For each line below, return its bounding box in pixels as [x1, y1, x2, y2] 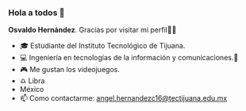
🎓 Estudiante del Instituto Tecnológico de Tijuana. [19, 41, 186, 51]
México [19, 85, 44, 94]
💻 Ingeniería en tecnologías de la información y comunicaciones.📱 [19, 53, 239, 63]
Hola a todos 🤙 [8, 7, 65, 18]
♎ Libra [19, 76, 45, 86]
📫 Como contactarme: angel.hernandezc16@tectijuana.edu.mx [19, 94, 228, 103]
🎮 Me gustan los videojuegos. [19, 65, 121, 75]
